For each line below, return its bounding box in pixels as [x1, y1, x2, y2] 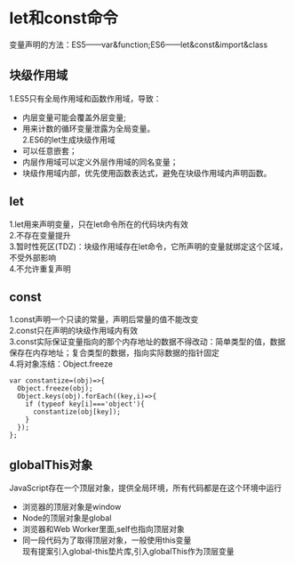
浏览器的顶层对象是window [21, 502, 122, 513]
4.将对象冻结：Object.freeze [9, 359, 114, 369]
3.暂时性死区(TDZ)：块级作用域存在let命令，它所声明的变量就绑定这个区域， [9, 241, 288, 252]
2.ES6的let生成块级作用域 [21, 134, 116, 145]
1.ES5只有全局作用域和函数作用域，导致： [9, 93, 162, 103]
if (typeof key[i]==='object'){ [25, 400, 145, 409]
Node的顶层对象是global [21, 513, 112, 523]
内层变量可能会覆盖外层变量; [21, 112, 127, 123]
